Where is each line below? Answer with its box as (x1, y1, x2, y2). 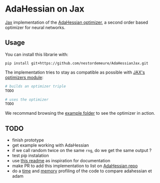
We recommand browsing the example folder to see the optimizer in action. (5, 110, 155, 116)
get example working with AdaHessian (12, 142, 89, 148)
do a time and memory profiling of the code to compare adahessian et (12, 168, 152, 174)
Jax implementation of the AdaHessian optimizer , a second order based (5, 19, 148, 25)
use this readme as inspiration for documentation (12, 158, 111, 164)
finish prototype (12, 137, 44, 143)
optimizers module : (5, 74, 44, 80)
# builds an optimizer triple (5, 84, 66, 89)
